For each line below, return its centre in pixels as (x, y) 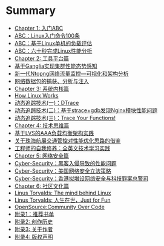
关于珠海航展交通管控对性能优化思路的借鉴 (67, 141)
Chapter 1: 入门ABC (39, 28)
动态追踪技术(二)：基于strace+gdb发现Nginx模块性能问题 (86, 110)
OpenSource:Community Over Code (60, 207)
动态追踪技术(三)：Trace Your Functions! (65, 118)
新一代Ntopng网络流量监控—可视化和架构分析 (71, 73)
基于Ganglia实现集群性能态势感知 (56, 66)
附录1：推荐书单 (34, 214)
